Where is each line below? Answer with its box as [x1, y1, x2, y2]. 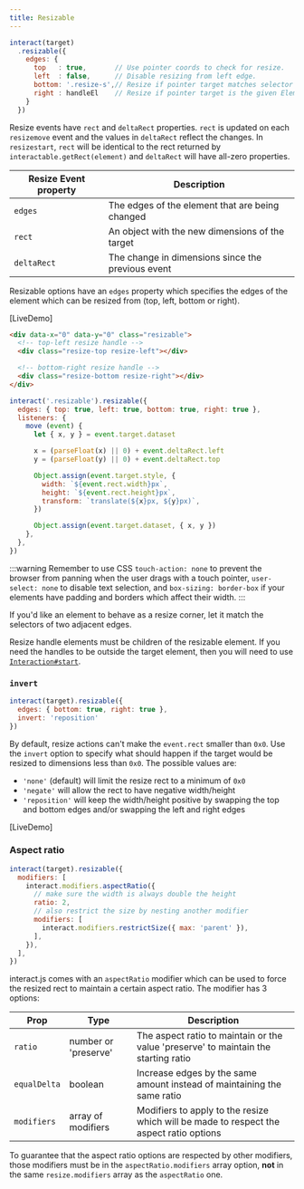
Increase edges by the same [137, 1067, 258, 1079]
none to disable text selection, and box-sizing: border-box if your [42, 581, 285, 593]
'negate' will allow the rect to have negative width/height [22, 784, 236, 795]
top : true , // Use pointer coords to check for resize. [33, 63, 285, 72]
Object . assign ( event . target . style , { [33, 471, 176, 480]
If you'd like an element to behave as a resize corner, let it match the [9, 609, 264, 620]
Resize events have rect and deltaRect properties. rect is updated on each [9, 121, 290, 132]
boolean [69, 1079, 104, 1091]
